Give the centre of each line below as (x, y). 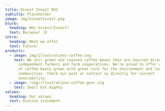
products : (15, 51)
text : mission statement (35, 101)
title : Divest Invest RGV (31, 10)
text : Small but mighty (38, 87)
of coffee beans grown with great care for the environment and (85, 69)
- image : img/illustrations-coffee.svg (50, 55)
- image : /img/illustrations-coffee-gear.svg (57, 83)
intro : (12, 37)
